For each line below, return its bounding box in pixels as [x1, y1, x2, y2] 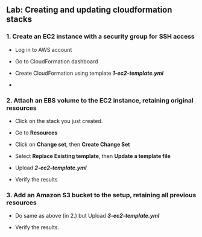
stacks [6, 14, 33, 25]
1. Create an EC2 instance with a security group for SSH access [6, 33, 195, 41]
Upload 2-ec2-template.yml [14, 164, 87, 171]
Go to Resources [14, 129, 58, 136]
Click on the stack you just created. [14, 117, 103, 124]
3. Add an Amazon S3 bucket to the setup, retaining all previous [6, 191, 197, 199]
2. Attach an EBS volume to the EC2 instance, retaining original [6, 96, 194, 104]
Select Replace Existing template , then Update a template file [14, 152, 171, 159]
